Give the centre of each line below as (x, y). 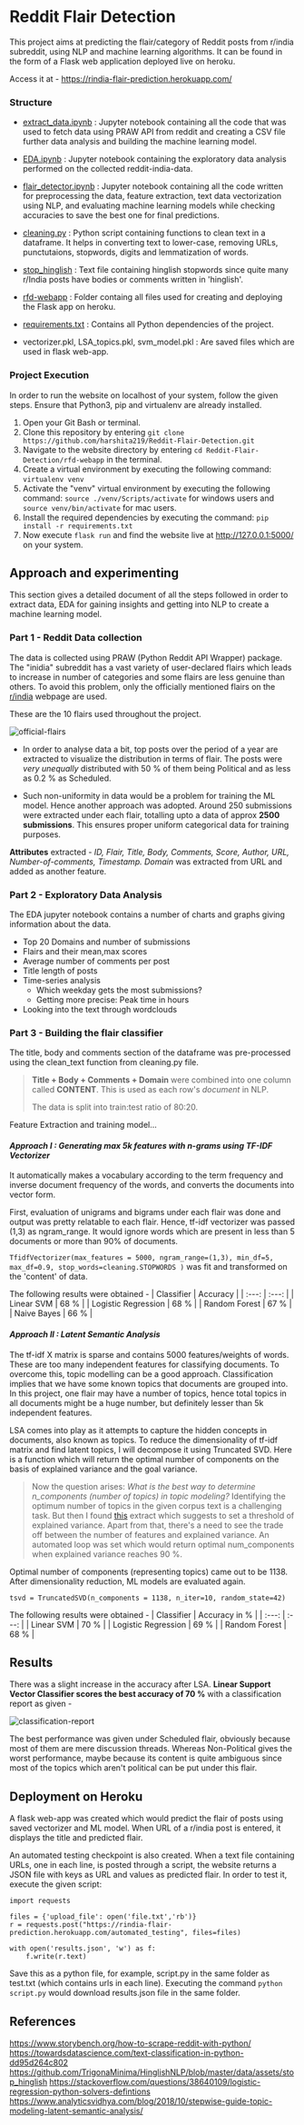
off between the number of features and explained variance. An (150, 1534)
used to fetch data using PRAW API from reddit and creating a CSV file (154, 132)
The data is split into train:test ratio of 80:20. (114, 1107)
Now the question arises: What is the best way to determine (143, 1486)
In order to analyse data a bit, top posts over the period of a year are (150, 749)
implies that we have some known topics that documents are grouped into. (149, 1383)
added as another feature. (58, 871)
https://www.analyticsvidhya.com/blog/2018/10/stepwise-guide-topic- (141, 2101)
